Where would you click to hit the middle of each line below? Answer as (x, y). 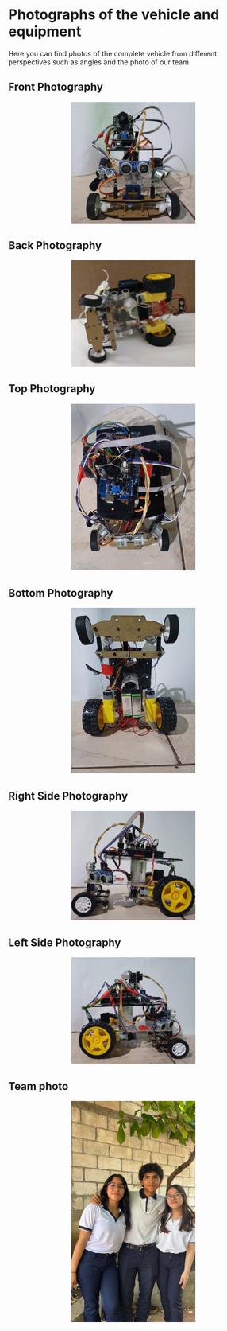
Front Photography (56, 87)
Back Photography (55, 245)
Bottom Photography (61, 593)
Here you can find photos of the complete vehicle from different (112, 53)
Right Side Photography (68, 796)
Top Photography (52, 389)
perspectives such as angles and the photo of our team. (100, 62)
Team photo (38, 1086)
